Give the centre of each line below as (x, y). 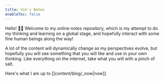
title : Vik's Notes (25, 10)
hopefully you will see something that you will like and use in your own (76, 53)
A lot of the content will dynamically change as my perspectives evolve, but (81, 48)
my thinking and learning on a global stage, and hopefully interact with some (82, 33)
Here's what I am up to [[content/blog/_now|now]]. (56, 73)
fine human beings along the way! (39, 39)
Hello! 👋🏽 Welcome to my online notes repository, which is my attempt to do (82, 28)
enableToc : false (23, 14)
